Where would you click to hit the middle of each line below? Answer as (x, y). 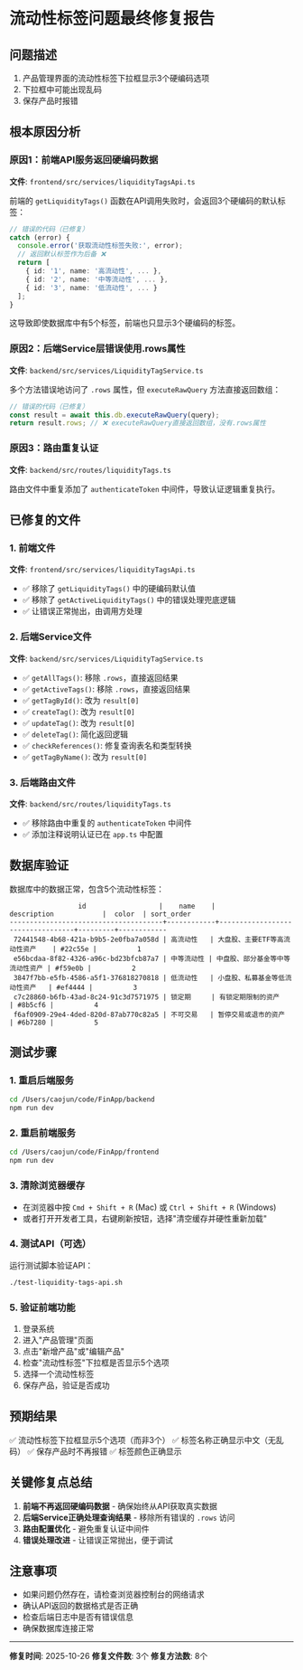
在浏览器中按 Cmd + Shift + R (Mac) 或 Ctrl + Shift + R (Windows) (149, 1207)
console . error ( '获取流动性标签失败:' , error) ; (100, 246)
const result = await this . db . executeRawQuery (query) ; (115, 415)
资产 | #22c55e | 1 (82, 949)
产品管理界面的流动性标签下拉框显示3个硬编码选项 (116, 78)
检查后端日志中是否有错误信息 (78, 1617)
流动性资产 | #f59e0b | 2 (73, 968)
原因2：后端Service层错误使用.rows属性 (98, 349)
